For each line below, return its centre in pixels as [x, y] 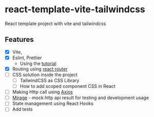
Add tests [22, 109]
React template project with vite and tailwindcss [55, 24]
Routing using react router [40, 69]
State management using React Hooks [53, 104]
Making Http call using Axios [42, 92]
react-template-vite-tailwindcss [75, 9]
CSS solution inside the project [45, 75]
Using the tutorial [38, 63]
